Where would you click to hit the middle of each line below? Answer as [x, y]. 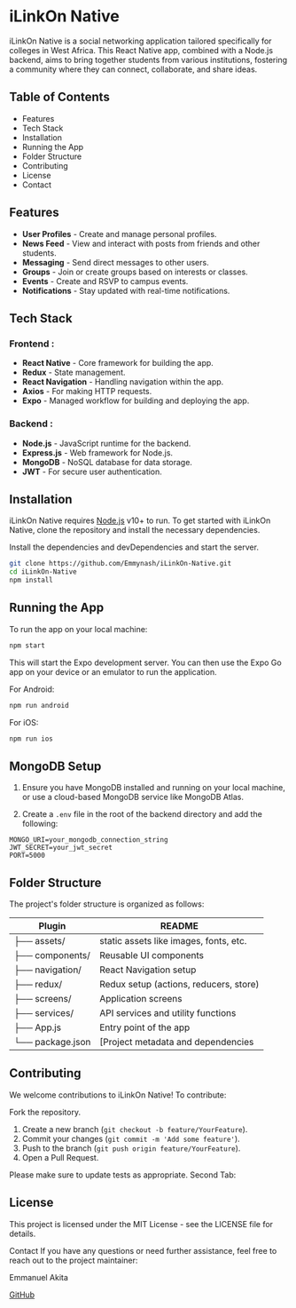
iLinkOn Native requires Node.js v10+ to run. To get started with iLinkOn [140, 520]
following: [40, 824]
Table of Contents [60, 97]
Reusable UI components [151, 955]
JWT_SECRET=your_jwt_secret [61, 848]
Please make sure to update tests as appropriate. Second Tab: [123, 1175]
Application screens [140, 999]
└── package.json [52, 1042]
